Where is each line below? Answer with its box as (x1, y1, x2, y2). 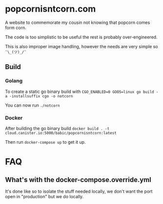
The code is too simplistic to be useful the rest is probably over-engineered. (5, 34, 158, 40)
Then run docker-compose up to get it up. (5, 139, 86, 145)
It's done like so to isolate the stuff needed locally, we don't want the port (5, 188, 153, 194)
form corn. (5, 24, 27, 30)
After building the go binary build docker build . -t (5, 125, 110, 131)
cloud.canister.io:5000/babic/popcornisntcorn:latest (5, 130, 117, 135)
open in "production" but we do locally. (5, 193, 84, 199)
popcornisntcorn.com (5, 3, 96, 15)
